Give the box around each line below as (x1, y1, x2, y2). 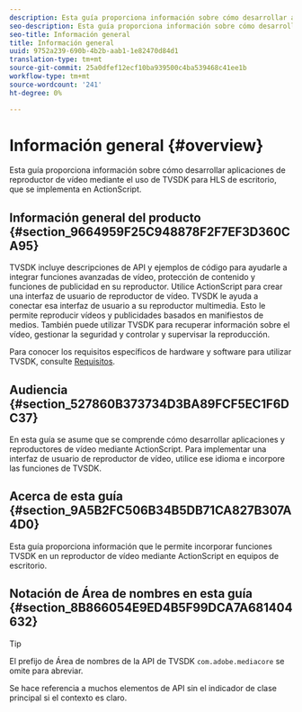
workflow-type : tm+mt (9, 72, 91, 81)
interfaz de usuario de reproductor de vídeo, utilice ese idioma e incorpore (9, 454, 286, 464)
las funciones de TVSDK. (9, 463, 102, 473)
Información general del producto (9, 210, 201, 225)
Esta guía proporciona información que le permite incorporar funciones (9, 541, 272, 552)
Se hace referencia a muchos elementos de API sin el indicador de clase (9, 682, 277, 693)
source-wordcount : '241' (9, 80, 102, 89)
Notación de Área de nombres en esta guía (9, 586, 253, 601)
